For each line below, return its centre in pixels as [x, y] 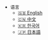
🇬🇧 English [30, 13]
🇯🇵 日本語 [29, 32]
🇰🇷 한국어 [29, 26]
